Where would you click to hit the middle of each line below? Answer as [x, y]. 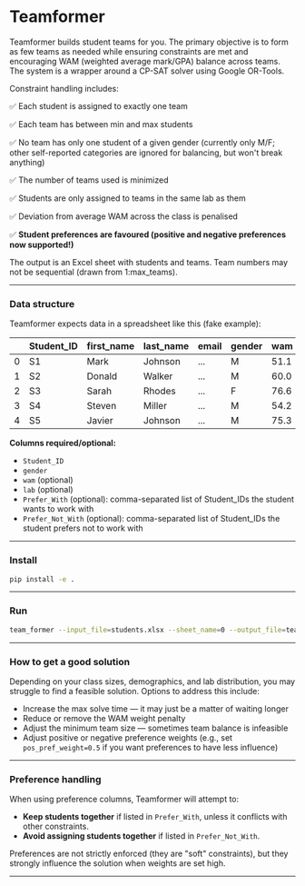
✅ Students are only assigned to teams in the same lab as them [128, 198]
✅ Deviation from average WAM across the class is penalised [124, 216]
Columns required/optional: [63, 443]
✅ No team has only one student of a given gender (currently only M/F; [142, 142]
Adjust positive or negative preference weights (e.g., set [128, 737]
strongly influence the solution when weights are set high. [118, 863]
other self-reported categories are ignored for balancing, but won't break [146, 153]
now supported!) [42, 244]
